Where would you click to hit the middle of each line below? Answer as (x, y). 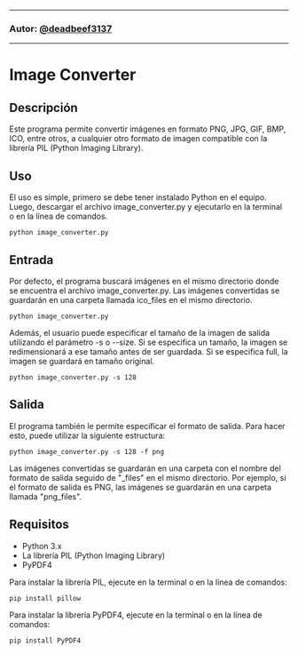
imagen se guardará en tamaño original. (82, 361)
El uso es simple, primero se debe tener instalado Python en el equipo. (138, 197)
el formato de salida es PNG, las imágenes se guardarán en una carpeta (141, 487)
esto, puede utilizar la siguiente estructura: (87, 435)
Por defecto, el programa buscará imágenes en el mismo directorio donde (144, 281)
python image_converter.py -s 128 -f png (87, 451)
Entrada (31, 260)
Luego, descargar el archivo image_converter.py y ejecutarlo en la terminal (145, 207)
